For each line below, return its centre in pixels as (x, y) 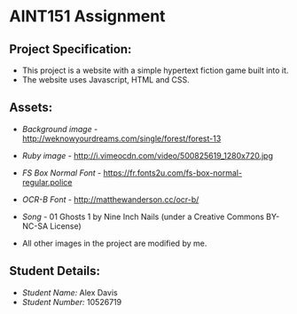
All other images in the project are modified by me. (114, 243)
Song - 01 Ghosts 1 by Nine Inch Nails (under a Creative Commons (143, 216)
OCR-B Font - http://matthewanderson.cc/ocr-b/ (110, 199)
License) (66, 226)
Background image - (60, 129)
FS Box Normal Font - (62, 173)
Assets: (31, 108)
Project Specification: (70, 49)
